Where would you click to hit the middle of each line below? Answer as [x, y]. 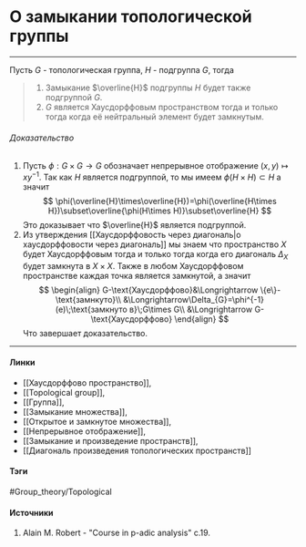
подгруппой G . [74, 97]
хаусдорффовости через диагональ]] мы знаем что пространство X [154, 244]
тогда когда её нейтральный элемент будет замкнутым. [154, 117]
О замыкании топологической [131, 17]
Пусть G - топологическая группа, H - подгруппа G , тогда [122, 69]
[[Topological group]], [64, 392]
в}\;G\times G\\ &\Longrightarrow [191, 309]
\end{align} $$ [202, 319]
